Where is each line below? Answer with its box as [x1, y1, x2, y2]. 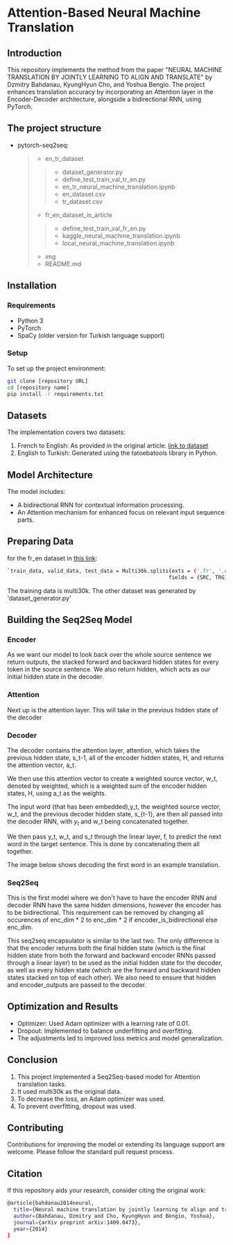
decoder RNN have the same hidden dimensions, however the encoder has [7, 900, 222, 909]
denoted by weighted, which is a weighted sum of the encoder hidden [7, 782, 207, 790]
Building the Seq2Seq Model [7, 614, 132, 626]
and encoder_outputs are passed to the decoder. [7, 980, 147, 989]
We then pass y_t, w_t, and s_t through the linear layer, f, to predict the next [7, 832, 222, 841]
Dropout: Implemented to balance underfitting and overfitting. [17, 1027, 193, 1035]
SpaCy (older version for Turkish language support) [17, 331, 165, 339]
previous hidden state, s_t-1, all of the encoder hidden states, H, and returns [7, 753, 224, 762]
